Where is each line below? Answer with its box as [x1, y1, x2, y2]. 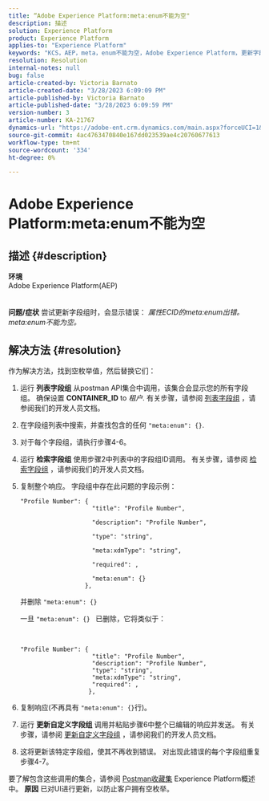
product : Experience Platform [8, 34, 110, 43]
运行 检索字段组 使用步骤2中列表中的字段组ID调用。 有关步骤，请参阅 [19, 454, 248, 464]
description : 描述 [8, 19, 67, 27]
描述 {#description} [8, 249, 108, 262]
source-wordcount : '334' [8, 146, 91, 154]
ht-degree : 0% [8, 153, 56, 161]
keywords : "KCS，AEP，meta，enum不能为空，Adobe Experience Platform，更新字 [8, 49, 259, 57]
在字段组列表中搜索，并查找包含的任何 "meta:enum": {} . [19, 421, 205, 430]
